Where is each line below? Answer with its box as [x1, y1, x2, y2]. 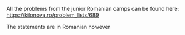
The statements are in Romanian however [6, 24, 111, 30]
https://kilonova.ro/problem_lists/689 [6, 11, 99, 19]
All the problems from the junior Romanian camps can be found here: [6, 5, 180, 12]
